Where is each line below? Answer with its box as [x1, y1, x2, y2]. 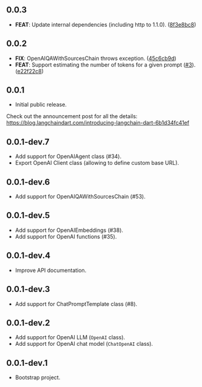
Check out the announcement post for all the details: [6, 113, 138, 120]
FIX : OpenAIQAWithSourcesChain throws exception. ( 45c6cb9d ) [15, 55, 177, 62]
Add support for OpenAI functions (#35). [15, 233, 117, 240]
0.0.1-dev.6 [6, 177, 50, 187]
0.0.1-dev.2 [6, 317, 50, 328]
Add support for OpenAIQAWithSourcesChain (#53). [15, 193, 146, 200]
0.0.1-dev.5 [6, 210, 50, 220]
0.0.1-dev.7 [6, 136, 50, 147]
